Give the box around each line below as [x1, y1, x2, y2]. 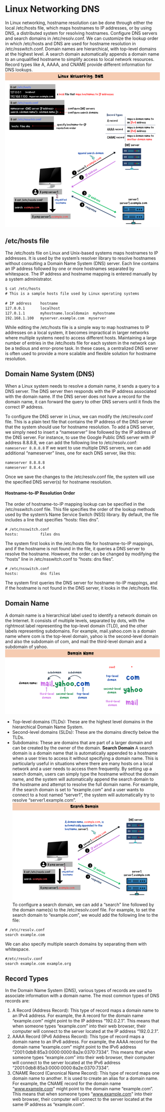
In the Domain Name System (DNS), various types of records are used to [5, 988, 152, 993]
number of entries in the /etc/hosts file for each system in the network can [5, 340, 156, 346]
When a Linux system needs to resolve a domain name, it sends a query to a [5, 383, 160, 389]
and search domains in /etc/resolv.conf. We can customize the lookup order [5, 35, 159, 41]
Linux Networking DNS [5, 3, 100, 15]
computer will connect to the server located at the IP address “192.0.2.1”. [12, 1028, 159, 1034]
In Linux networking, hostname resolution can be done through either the [5, 20, 153, 26]
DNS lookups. [5, 66, 33, 72]
